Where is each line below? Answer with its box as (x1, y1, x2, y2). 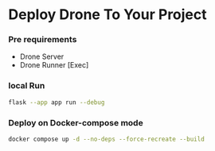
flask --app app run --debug (8, 98, 105, 106)
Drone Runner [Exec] (19, 60, 89, 70)
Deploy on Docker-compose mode (8, 117, 143, 128)
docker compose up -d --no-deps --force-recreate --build (8, 135, 205, 143)
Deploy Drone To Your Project (8, 6, 207, 24)
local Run (8, 80, 45, 91)
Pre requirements (8, 34, 77, 45)
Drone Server (19, 52, 64, 61)
